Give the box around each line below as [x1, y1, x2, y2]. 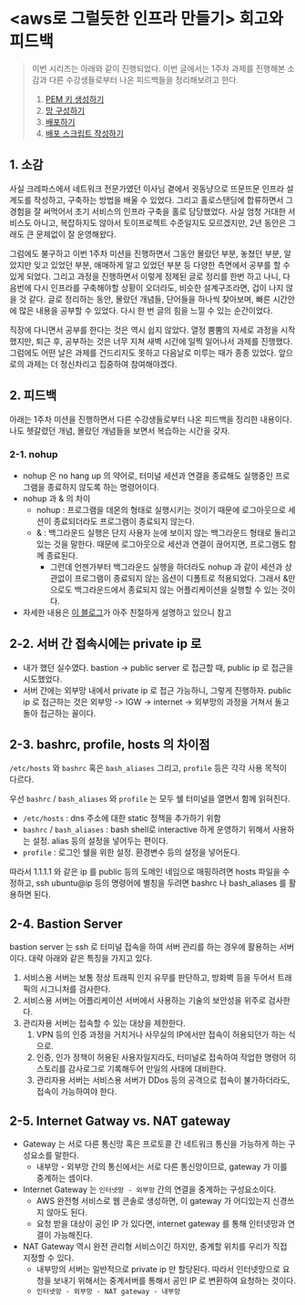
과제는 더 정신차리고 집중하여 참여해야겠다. [25, 358, 178, 369]
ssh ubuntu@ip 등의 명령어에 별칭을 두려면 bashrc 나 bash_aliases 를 [36, 878, 287, 889]
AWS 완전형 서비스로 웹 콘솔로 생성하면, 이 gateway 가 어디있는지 [36, 1196, 270, 1207]
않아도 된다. [46, 1207, 88, 1218]
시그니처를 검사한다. [39, 983, 111, 994]
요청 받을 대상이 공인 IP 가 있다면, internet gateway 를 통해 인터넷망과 [36, 1218, 286, 1229]
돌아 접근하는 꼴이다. [22, 707, 97, 718]
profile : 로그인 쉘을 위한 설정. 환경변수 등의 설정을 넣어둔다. [22, 847, 240, 858]
